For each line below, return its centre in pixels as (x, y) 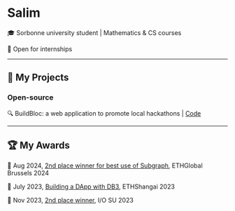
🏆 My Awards (38, 145)
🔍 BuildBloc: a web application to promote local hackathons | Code (104, 113)
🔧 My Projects (38, 77)
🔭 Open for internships (40, 49)
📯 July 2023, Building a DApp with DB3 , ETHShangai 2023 (91, 186)
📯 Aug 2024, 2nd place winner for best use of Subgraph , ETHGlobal (105, 165)
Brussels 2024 (28, 173)
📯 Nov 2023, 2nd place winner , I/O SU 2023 (71, 200)
